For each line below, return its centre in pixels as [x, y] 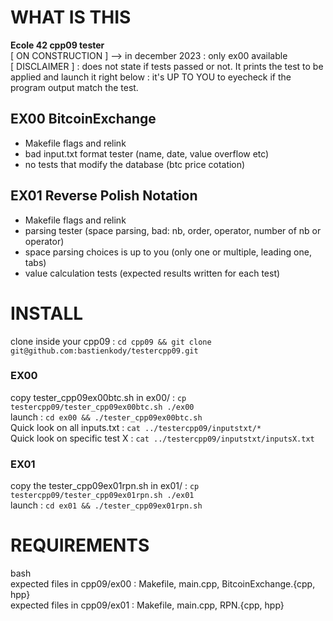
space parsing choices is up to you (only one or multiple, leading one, [168, 252]
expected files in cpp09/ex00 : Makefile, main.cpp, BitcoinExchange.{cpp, [163, 584]
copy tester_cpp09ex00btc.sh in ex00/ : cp [98, 397]
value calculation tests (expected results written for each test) [152, 273]
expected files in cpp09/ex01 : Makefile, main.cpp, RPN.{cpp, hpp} [147, 605]
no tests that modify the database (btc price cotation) [135, 164]
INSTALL [47, 313]
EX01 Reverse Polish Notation [104, 196]
